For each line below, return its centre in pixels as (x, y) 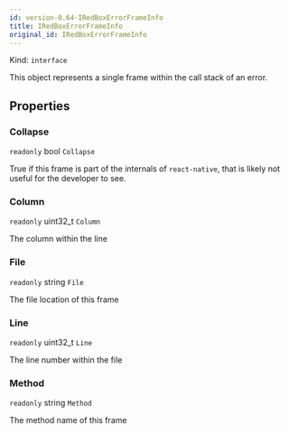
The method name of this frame (68, 420)
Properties (40, 106)
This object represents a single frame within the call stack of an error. (139, 78)
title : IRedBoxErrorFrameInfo (66, 26)
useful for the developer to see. (68, 179)
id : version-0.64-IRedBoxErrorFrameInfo (87, 18)
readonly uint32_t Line (51, 342)
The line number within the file (66, 359)
